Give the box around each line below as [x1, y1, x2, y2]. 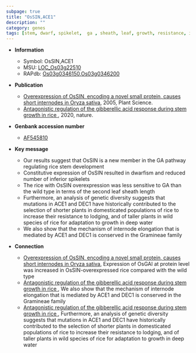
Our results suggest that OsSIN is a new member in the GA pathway [23, 157, 186, 164]
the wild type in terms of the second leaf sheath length [23, 188, 155, 195]
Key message [14, 146, 48, 153]
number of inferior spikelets [23, 176, 90, 183]
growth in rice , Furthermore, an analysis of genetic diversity [23, 310, 169, 317]
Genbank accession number [14, 123, 85, 130]
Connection [14, 243, 44, 250]
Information [14, 46, 44, 53]
